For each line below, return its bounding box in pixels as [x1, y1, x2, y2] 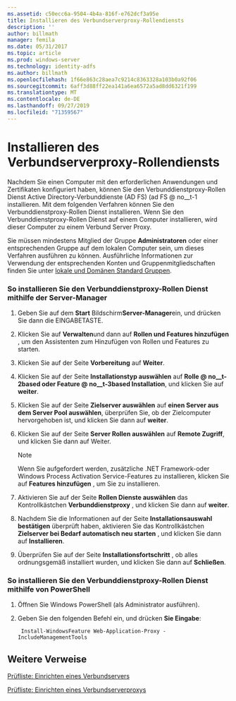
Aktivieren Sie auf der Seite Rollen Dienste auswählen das [17, 493, 188, 501]
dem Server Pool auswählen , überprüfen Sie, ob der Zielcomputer [17, 408, 211, 417]
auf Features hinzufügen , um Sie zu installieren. [17, 479, 161, 488]
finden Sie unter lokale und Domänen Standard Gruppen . [7, 266, 173, 275]
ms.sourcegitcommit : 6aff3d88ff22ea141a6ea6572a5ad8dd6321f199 [7, 83, 197, 90]
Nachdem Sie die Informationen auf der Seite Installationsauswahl [17, 514, 213, 522]
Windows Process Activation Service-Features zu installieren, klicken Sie [17, 472, 230, 480]
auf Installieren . [17, 537, 65, 545]
